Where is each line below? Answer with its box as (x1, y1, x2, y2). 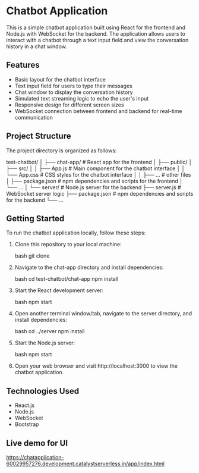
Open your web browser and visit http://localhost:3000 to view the (14, 362, 178, 369)
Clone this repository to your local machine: (14, 241, 122, 248)
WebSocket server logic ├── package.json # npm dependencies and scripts (6, 190, 194, 197)
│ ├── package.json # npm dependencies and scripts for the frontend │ (6, 177, 183, 184)
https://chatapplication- (6, 454, 64, 461)
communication (14, 114, 53, 121)
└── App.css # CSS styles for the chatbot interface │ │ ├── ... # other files (6, 171, 191, 178)
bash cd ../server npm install (14, 328, 85, 335)
